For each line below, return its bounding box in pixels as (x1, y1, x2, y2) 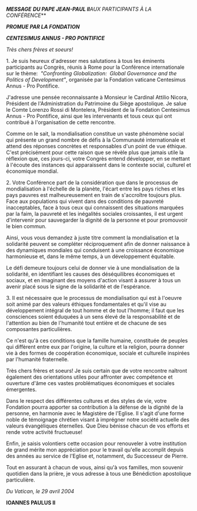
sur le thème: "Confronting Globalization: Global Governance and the (6, 70, 177, 76)
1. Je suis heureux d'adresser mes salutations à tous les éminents (6, 58, 165, 64)
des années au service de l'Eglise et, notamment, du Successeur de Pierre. (6, 453, 188, 459)
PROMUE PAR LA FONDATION (6, 24, 80, 30)
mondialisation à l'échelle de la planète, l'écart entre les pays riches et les (6, 185, 185, 192)
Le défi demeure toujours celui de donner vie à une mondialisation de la (6, 265, 180, 271)
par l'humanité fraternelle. (6, 356, 69, 363)
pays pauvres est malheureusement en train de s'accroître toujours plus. (6, 192, 182, 198)
